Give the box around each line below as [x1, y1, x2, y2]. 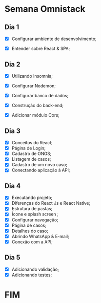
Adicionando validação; [11, 266, 59, 272]
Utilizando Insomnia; [11, 73, 53, 79]
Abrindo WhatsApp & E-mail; [11, 233, 69, 239]
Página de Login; [11, 145, 46, 151]
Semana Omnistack [4, 3, 86, 15]
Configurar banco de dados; [11, 93, 69, 99]
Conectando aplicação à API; [11, 167, 70, 173]
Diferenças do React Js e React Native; [11, 200, 91, 206]
